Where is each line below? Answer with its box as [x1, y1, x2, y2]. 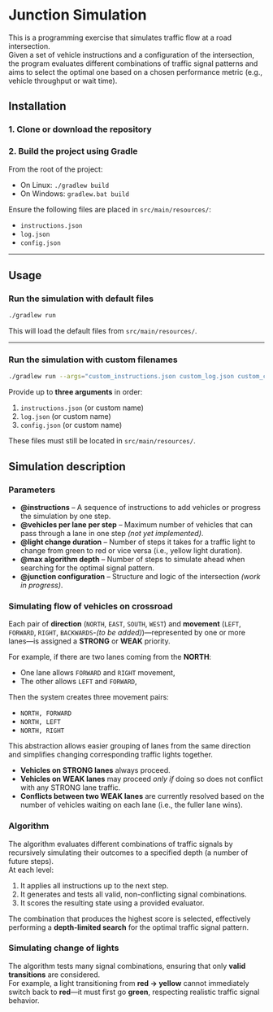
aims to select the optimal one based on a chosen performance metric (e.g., [8, 67, 262, 76]
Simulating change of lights [8, 942, 119, 953]
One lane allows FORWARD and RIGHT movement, [19, 668, 175, 678]
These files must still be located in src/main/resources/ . [8, 436, 197, 446]
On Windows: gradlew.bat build [19, 189, 130, 198]
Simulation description [8, 460, 126, 473]
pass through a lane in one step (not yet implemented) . [19, 528, 204, 538]
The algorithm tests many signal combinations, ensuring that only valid [8, 961, 246, 971]
